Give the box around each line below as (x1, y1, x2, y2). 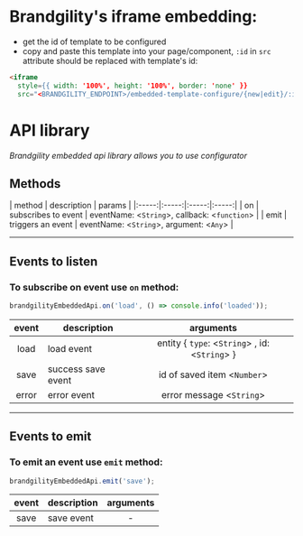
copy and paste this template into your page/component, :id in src (22, 45, 271, 56)
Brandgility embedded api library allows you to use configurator (9, 150, 248, 161)
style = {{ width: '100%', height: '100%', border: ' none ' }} (17, 81, 248, 90)
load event (47, 342, 93, 355)
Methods (9, 176, 61, 191)
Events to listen (9, 254, 98, 269)
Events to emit (9, 429, 92, 444)
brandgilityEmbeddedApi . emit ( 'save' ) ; (9, 476, 155, 485)
